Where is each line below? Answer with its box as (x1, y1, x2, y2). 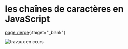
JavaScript (5, 13, 50, 24)
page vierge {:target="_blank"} (5, 29, 66, 35)
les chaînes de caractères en (5, 3, 124, 14)
